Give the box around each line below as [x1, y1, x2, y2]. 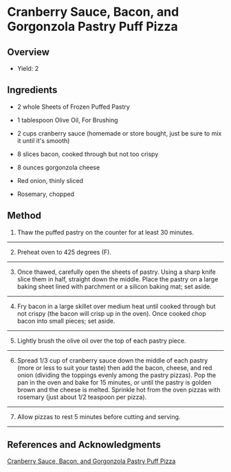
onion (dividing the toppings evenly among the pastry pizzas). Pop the [16, 371, 217, 379]
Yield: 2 [16, 65, 39, 72]
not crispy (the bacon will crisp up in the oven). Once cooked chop [16, 309, 206, 317]
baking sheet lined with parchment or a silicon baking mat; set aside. [16, 282, 212, 290]
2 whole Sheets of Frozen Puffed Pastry [16, 103, 131, 111]
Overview [7, 46, 50, 58]
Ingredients [7, 84, 58, 96]
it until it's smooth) [16, 136, 70, 144]
